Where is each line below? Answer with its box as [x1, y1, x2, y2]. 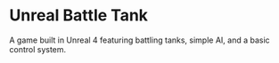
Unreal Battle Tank [9, 5, 149, 26]
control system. [9, 43, 67, 54]
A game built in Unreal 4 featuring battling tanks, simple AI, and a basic [9, 35, 270, 45]
